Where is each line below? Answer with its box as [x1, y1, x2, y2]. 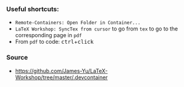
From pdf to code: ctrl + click [15, 38, 94, 46]
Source [6, 54, 29, 62]
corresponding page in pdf [15, 32, 82, 39]
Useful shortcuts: [6, 5, 60, 13]
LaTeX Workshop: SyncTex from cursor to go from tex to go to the [15, 25, 178, 32]
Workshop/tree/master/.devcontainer [15, 74, 108, 81]
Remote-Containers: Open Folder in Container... [15, 20, 141, 26]
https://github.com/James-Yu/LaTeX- [15, 67, 108, 74]
